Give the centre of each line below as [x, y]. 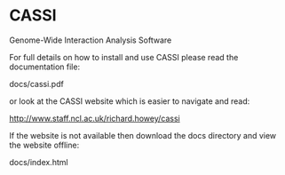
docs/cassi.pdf [36, 84]
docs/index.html [39, 162]
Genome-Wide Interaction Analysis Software [91, 40]
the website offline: [44, 145]
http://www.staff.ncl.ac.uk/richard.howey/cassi [95, 118]
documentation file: [45, 67]
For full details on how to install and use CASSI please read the [124, 57]
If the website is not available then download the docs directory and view [143, 135]
